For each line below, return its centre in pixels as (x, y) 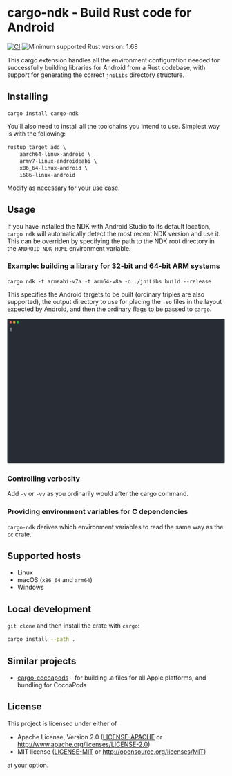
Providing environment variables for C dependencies (98, 512)
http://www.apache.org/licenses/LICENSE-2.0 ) (84, 744)
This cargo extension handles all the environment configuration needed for (113, 60)
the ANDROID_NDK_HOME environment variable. (69, 248)
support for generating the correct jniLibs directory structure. (96, 75)
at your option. (28, 765)
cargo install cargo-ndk (43, 113)
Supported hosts (44, 556)
